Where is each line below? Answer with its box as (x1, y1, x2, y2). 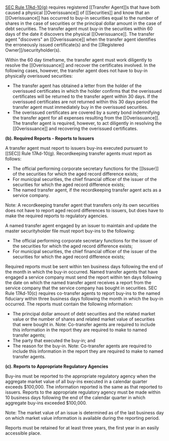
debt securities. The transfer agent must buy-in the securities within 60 (5, 26, 153, 32)
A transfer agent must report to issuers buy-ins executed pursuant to (5, 145, 148, 151)
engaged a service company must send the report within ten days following (5, 274, 162, 280)
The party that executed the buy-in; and (12, 338, 96, 343)
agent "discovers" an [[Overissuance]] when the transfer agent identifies (5, 36, 156, 42)
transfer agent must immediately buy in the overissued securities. (12, 104, 148, 110)
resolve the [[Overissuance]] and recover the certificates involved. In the (5, 62, 156, 68)
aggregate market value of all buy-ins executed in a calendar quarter (5, 379, 147, 385)
